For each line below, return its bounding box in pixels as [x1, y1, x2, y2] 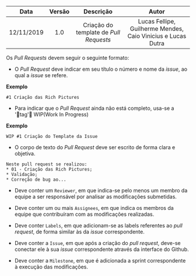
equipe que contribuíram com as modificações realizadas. [14, 211, 155, 218]
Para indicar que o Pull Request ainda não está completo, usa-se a [14, 105, 174, 112]
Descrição [83, 8, 113, 15]
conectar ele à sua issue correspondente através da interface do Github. [14, 246, 189, 253]
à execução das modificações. [14, 263, 89, 270]
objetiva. [14, 150, 36, 157]
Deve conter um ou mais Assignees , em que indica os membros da [14, 205, 174, 211]
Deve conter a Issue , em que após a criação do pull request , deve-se [14, 240, 181, 246]
